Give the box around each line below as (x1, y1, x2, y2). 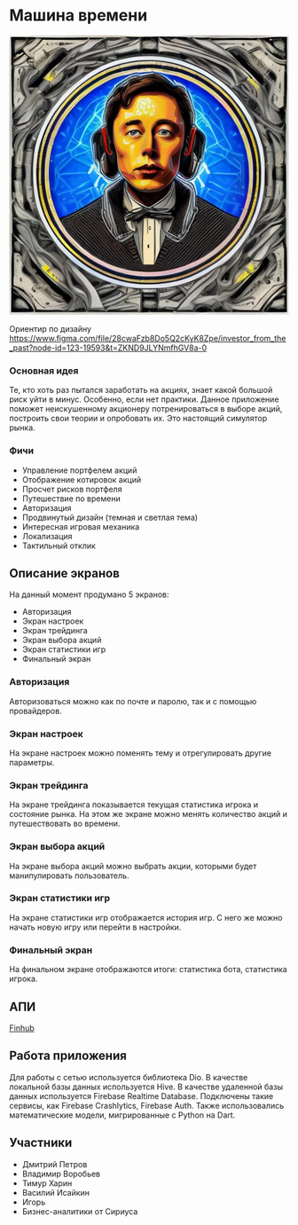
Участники (9, 1135, 73, 1150)
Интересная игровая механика (21, 521, 140, 532)
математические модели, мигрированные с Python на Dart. (9, 1110, 236, 1120)
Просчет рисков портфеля (21, 483, 122, 494)
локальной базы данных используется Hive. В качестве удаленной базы (9, 1081, 284, 1092)
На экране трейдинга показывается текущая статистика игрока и (9, 799, 259, 810)
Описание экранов (9, 565, 120, 581)
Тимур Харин (21, 1177, 73, 1189)
